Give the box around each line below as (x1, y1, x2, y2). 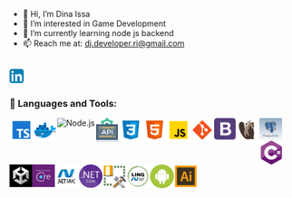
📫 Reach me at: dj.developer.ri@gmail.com (22, 38, 185, 49)
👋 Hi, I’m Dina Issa (22, 9, 91, 19)
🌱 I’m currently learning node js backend (22, 28, 174, 38)
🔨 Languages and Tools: (9, 97, 118, 109)
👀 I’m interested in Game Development (22, 18, 166, 29)
